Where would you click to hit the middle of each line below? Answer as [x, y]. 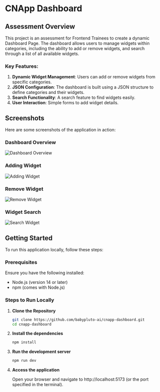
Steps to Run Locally [30, 300]
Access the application [36, 370]
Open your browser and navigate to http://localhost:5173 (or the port [80, 379]
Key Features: [22, 66]
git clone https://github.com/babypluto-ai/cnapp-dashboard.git [78, 319]
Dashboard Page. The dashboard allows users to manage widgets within [77, 43]
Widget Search [23, 212]
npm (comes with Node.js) [39, 287]
